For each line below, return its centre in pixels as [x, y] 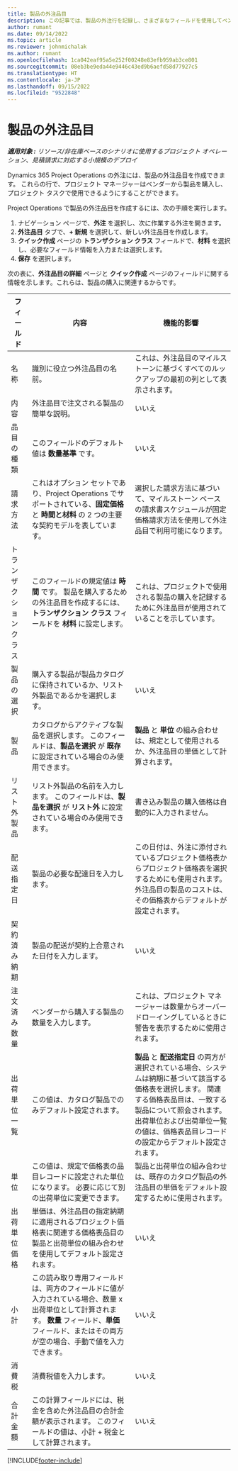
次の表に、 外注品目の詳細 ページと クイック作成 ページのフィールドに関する [118, 274]
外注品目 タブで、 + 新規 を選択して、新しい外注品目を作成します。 [115, 232]
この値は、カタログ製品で [74, 1100]
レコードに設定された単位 [81, 1177]
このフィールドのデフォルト [78, 443]
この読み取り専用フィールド [78, 1278]
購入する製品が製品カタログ [78, 674]
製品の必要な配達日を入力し [78, 874]
